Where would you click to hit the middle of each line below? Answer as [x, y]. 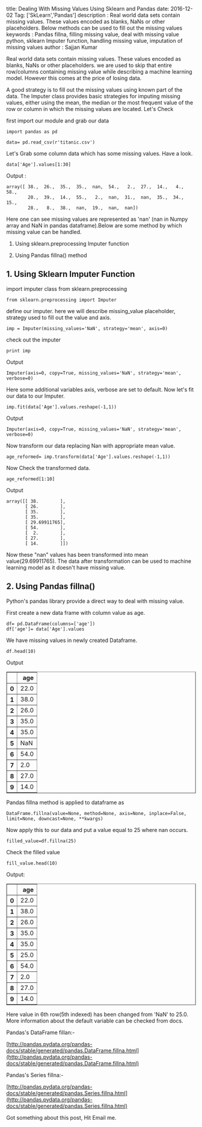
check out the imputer [34, 340]
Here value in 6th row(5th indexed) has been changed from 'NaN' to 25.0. [97, 1014]
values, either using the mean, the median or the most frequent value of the [100, 103]
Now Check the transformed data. [48, 468]
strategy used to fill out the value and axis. [59, 317]
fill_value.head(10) [32, 863]
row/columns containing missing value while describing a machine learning [99, 71]
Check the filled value [33, 852]
